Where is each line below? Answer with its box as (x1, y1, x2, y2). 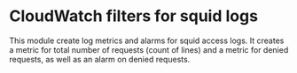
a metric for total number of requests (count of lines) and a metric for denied (9, 44, 289, 55)
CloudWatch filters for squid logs (9, 6, 259, 26)
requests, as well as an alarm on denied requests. (9, 54, 191, 64)
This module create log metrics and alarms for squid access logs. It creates (9, 35, 285, 46)
